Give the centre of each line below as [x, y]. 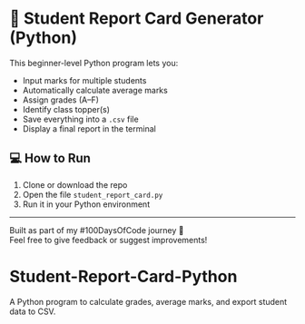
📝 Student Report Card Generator [137, 19]
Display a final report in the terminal [89, 128]
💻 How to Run [50, 158]
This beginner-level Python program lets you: [94, 63]
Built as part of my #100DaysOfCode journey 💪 [97, 230]
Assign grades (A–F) [61, 100]
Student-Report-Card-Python [123, 276]
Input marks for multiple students [84, 80]
